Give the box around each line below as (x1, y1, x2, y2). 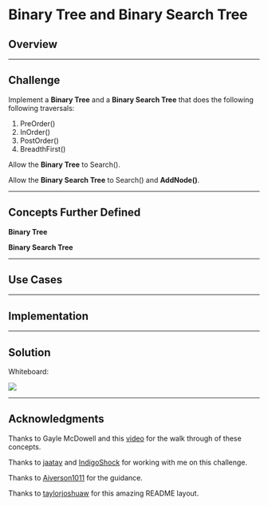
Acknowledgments (8, 413, 105, 426)
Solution (8, 346, 51, 359)
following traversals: (8, 103, 75, 113)
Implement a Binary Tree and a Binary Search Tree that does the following (8, 94, 254, 105)
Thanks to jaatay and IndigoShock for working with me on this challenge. (8, 457, 248, 467)
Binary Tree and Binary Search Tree (8, 6, 249, 24)
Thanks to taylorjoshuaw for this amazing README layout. (8, 488, 199, 498)
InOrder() (19, 127, 50, 136)
